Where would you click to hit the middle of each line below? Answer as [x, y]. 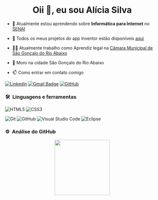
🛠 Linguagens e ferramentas [41, 97]
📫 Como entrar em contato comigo [48, 72]
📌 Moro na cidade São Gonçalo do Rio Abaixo [58, 62]
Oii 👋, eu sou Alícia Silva [82, 10]
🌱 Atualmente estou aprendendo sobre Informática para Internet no [81, 24]
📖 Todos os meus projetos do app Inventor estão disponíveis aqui [78, 38]
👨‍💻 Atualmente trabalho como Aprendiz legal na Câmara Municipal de [82, 48]
